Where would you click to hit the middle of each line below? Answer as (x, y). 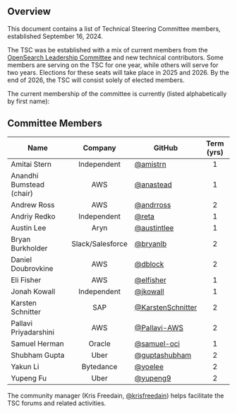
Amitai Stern (31, 164)
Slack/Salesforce (100, 243)
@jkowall (149, 291)
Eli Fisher (26, 280)
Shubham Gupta (38, 355)
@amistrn (151, 164)
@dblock (149, 264)
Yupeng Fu (29, 378)
